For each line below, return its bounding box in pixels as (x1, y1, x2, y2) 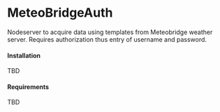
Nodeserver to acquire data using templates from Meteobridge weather (7, 28, 213, 36)
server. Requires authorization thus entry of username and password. (7, 35, 207, 43)
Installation (7, 51, 41, 60)
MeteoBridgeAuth (7, 5, 113, 21)
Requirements (7, 82, 50, 91)
